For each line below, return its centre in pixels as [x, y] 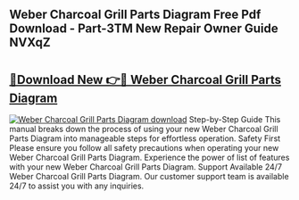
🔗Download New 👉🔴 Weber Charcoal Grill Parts [145, 79]
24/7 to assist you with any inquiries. [77, 186]
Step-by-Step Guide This [235, 119]
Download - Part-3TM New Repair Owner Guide [144, 29]
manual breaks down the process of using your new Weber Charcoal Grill [144, 129]
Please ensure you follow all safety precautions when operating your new [144, 148]
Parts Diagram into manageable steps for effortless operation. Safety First [145, 138]
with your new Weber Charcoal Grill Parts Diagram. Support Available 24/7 [146, 167]
